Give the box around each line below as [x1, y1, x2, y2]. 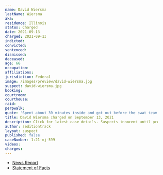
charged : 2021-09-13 [5, 34, 47, 39]
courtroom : [5, 92, 27, 97]
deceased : [5, 57, 25, 61]
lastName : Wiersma [5, 12, 42, 16]
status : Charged [5, 25, 38, 30]
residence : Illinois [5, 20, 47, 26]
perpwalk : [5, 106, 25, 111]
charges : [5, 146, 23, 151]
